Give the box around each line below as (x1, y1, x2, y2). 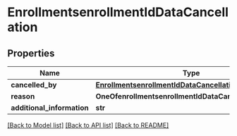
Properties (7, 47, 55, 59)
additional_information (11, 103, 90, 113)
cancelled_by (11, 80, 57, 89)
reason (11, 92, 35, 101)
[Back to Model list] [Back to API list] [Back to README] (7, 121, 169, 129)
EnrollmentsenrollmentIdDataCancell (7, 4, 229, 20)
